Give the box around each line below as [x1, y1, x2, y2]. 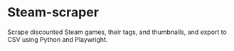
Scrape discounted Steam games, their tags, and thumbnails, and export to [7, 28, 228, 36]
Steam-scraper [7, 4, 100, 21]
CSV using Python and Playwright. [7, 35, 108, 43]
